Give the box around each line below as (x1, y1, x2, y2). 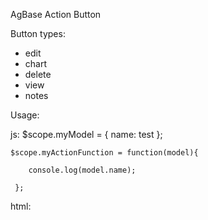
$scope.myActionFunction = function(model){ (10, 148, 199, 158)
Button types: (10, 28, 66, 39)
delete (24, 69, 52, 80)
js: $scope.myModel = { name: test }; (10, 129, 163, 140)
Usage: (10, 109, 40, 121)
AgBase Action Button (10, 9, 102, 20)
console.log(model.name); (28, 165, 137, 175)
